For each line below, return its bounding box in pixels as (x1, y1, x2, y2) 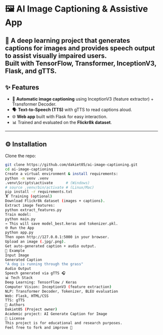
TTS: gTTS (5, 298, 25, 303)
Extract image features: (5, 203, 55, 208)
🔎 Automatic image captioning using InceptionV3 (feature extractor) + (12, 96, 154, 102)
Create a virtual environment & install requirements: (5, 171, 118, 176)
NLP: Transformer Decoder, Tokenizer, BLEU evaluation (5, 289, 118, 294)
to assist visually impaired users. (5, 52, 107, 60)
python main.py (5, 216, 36, 221)
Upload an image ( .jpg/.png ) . (5, 239, 66, 244)
